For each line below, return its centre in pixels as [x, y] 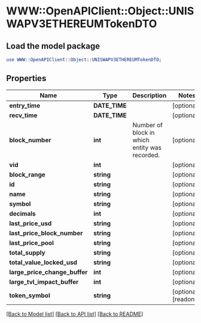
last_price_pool [31, 243]
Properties [26, 78]
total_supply [28, 252]
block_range [28, 174]
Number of [148, 125]
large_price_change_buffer [48, 272]
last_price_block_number [46, 233]
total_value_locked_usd [43, 262]
